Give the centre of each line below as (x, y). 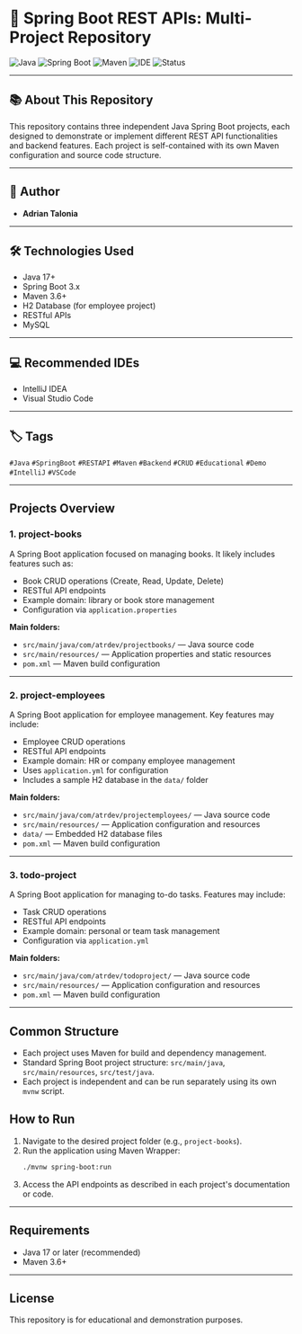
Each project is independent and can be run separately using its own (149, 1081)
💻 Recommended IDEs (75, 363)
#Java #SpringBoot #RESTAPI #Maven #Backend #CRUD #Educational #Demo (138, 463)
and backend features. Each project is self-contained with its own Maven (144, 145)
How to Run (42, 1120)
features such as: (41, 563)
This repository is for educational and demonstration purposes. (126, 1320)
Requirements (49, 1231)
